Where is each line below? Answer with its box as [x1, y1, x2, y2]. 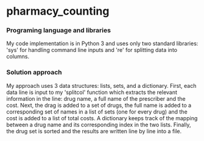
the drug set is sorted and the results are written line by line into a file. [6, 127, 182, 135]
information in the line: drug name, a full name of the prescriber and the [6, 95, 186, 102]
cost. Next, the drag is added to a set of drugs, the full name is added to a [6, 101, 192, 109]
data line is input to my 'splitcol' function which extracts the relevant [6, 89, 178, 96]
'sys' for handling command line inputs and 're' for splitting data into [6, 46, 178, 54]
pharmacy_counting [6, 4, 110, 18]
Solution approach [6, 68, 62, 77]
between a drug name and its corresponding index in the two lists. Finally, [6, 121, 191, 128]
